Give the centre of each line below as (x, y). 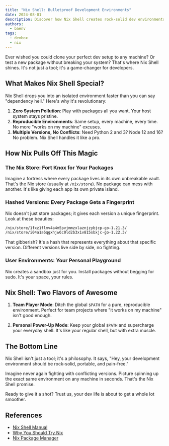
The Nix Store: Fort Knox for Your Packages (59, 168)
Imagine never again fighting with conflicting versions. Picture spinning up (82, 374)
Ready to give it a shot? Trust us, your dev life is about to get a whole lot (80, 394)
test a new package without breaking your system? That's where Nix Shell (82, 62)
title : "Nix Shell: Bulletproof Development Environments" (68, 10)
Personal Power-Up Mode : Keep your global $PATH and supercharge (83, 325)
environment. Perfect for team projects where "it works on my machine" (87, 310)
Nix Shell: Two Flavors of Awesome (61, 292)
